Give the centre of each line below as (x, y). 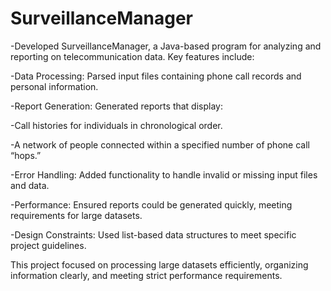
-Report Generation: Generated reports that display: (116, 106)
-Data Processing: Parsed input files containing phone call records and (156, 76)
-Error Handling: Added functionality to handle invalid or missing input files (164, 174)
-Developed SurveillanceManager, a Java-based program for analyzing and (166, 46)
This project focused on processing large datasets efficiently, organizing (159, 264)
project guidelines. (48, 245)
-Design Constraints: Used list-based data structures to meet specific (153, 234)
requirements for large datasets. (76, 215)
